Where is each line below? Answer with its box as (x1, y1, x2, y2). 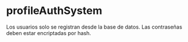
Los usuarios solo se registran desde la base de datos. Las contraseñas (6, 23, 183, 30)
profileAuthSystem (6, 4, 103, 17)
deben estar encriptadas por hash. (6, 29, 91, 36)
